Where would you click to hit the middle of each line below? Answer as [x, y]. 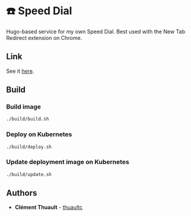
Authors [22, 193]
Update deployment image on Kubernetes [68, 162]
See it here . [20, 71]
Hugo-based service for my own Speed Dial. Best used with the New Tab [96, 31]
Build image [24, 107]
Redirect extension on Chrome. [44, 38]
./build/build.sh [28, 119]
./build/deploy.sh [29, 147]
